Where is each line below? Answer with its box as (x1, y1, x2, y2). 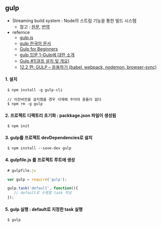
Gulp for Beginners (19, 46, 58, 52)
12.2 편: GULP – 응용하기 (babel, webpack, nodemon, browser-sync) (19, 64, 157, 70)
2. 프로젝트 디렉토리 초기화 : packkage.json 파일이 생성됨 (5, 112, 117, 118)
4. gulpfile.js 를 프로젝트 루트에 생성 (5, 157, 75, 163)
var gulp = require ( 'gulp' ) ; (7, 177, 67, 182)
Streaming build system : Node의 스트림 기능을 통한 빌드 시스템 (12, 17, 137, 24)
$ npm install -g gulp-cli (7, 88, 63, 93)
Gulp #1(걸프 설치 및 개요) (19, 58, 70, 64)
